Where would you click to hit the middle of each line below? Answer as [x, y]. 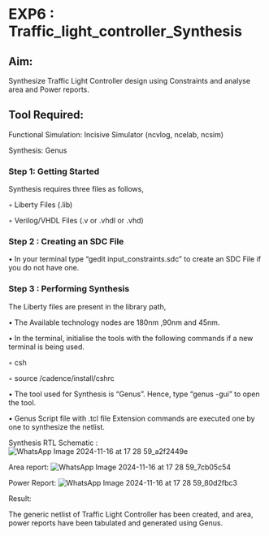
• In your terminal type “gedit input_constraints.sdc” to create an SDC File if [135, 259]
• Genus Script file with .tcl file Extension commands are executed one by [132, 418]
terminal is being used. [47, 347]
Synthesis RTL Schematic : [53, 443]
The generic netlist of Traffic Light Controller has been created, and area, [131, 514]
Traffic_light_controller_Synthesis [125, 31]
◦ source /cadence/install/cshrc [62, 378]
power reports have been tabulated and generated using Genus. [116, 523]
